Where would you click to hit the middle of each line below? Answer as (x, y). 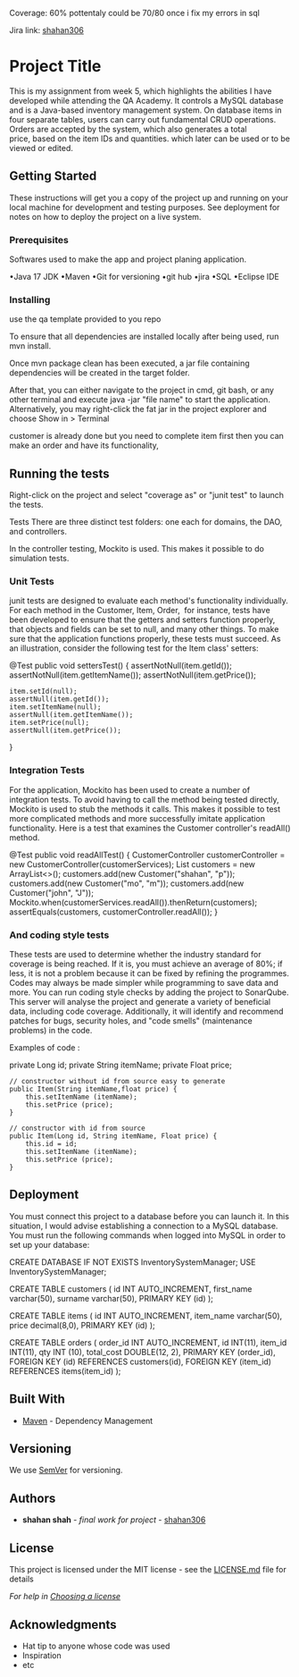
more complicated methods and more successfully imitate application (137, 818)
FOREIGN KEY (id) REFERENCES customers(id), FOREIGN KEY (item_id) (141, 1361)
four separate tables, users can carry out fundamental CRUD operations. (143, 119)
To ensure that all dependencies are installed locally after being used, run (144, 337)
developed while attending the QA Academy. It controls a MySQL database (146, 100)
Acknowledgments (63, 1625)
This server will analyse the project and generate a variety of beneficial (140, 1002)
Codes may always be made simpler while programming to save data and (144, 983)
